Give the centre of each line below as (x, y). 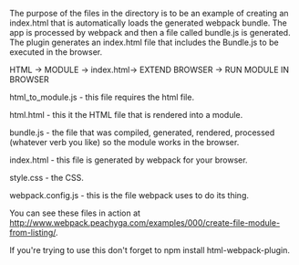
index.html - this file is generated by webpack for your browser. (129, 160)
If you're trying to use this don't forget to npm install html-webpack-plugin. (149, 250)
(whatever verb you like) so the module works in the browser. (124, 142)
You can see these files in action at (75, 213)
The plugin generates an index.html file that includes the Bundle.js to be (144, 42)
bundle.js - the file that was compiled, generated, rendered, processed (142, 132)
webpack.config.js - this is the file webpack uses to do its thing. (129, 195)
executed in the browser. (56, 52)
